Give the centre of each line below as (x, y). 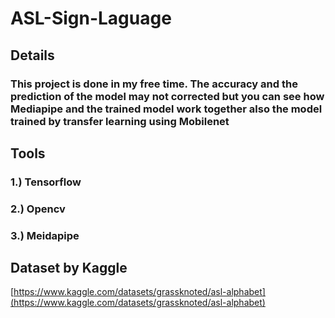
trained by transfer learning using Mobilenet (120, 121)
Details (32, 55)
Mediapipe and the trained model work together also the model (166, 109)
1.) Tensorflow (46, 182)
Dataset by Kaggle (69, 268)
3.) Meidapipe (45, 235)
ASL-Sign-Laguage (91, 18)
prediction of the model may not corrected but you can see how (167, 96)
